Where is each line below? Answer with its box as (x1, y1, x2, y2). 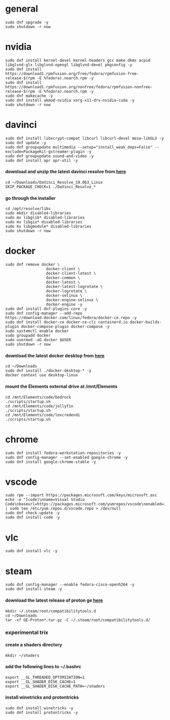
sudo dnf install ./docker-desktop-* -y (5, 368, 92, 373)
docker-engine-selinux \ (46, 298, 99, 303)
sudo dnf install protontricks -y (5, 710, 78, 715)
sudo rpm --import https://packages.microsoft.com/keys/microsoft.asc (5, 493, 157, 498)
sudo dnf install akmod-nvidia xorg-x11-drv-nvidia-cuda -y (5, 97, 135, 103)
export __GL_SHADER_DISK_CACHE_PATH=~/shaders (5, 683, 105, 689)
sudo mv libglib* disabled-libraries (5, 215, 85, 221)
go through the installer (5, 195, 56, 201)
